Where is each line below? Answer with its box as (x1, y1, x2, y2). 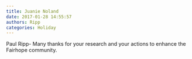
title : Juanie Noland (6, 8, 59, 14)
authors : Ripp (6, 19, 41, 25)
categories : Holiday (6, 24, 57, 31)
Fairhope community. (6, 47, 57, 54)
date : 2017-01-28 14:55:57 (6, 14, 72, 20)
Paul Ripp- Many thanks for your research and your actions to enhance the (6, 40, 186, 47)
